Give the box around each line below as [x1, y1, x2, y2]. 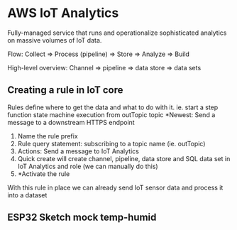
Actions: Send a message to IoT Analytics [17, 147, 140, 155]
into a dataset [7, 190, 48, 199]
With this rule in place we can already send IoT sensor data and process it [7, 183, 224, 192]
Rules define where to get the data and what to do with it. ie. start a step [7, 103, 219, 111]
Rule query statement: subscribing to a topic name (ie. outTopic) [17, 139, 206, 148]
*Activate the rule [17, 169, 70, 178]
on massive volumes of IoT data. [7, 35, 102, 44]
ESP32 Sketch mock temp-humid [7, 212, 157, 224]
